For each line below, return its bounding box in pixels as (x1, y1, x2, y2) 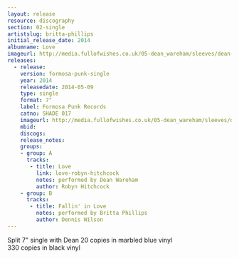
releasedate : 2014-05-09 (20, 83, 94, 91)
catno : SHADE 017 (20, 110, 72, 117)
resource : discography (7, 17, 75, 24)
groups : (20, 143, 43, 151)
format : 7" (20, 97, 53, 104)
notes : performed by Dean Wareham (36, 176, 139, 183)
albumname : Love (7, 44, 55, 51)
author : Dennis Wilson (36, 216, 103, 223)
